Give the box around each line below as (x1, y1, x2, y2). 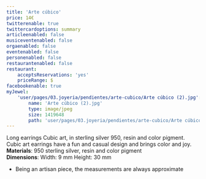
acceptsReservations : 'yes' (17, 72, 89, 78)
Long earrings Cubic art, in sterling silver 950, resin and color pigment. (6, 134, 185, 142)
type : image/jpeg (28, 105, 72, 112)
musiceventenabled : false (6, 37, 72, 44)
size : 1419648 (28, 112, 64, 118)
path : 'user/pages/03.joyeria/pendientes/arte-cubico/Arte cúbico (28, 117, 202, 123)
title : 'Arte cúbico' (6, 9, 62, 15)
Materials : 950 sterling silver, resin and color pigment (6, 147, 142, 154)
